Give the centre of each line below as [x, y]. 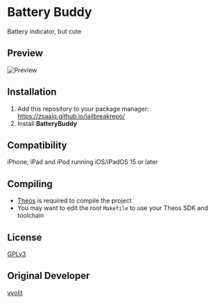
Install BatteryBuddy [47, 123]
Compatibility [37, 145]
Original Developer [49, 276]
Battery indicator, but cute [44, 31]
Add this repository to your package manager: [83, 109]
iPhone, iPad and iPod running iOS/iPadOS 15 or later [83, 162]
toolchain [31, 216]
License [25, 237]
